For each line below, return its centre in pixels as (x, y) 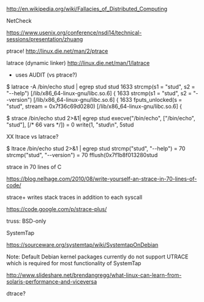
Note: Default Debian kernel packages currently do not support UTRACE (97, 257)
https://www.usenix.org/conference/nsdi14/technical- (74, 33)
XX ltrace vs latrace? (32, 137)
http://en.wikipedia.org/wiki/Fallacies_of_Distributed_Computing (87, 9)
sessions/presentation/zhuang (45, 39)
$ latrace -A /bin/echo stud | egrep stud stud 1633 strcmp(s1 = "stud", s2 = (101, 87)
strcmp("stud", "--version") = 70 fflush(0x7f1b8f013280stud (82, 155)
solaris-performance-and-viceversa (52, 281)
